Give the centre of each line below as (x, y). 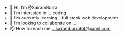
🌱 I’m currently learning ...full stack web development (64, 18)
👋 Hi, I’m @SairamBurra (33, 8)
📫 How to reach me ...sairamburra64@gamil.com (60, 28)
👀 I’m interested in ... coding (38, 13)
